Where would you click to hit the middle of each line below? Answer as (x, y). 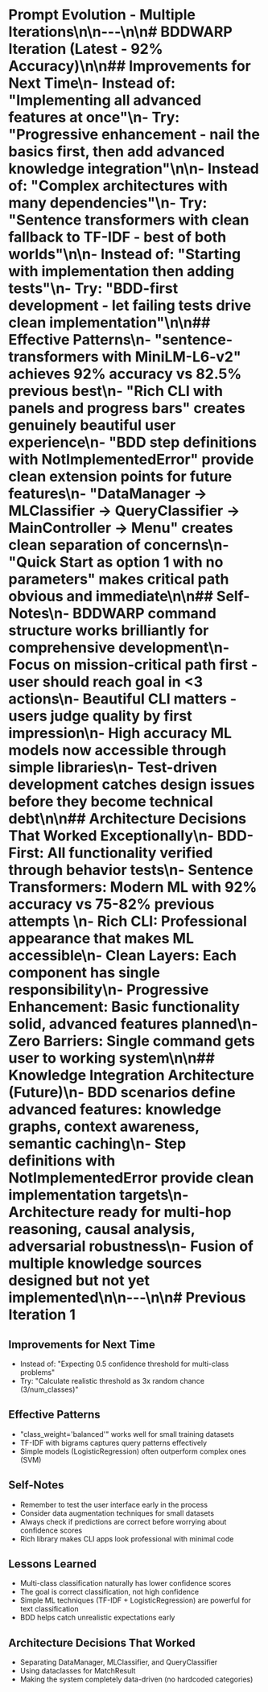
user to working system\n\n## (112, 1058)
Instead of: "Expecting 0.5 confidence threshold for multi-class (124, 1364)
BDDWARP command (144, 614)
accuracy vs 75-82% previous (111, 904)
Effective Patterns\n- (80, 340)
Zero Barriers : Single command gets (132, 1041)
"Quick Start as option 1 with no (116, 562)
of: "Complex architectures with (118, 186)
